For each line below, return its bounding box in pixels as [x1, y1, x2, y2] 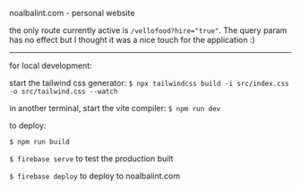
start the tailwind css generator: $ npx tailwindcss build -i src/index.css [9, 78, 289, 88]
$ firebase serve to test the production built [9, 153, 174, 164]
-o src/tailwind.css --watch [9, 87, 118, 96]
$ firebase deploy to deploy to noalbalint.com [9, 170, 181, 181]
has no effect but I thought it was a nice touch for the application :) [9, 35, 255, 45]
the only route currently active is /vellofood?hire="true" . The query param [9, 25, 288, 35]
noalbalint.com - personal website [9, 8, 135, 18]
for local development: [9, 60, 92, 71]
